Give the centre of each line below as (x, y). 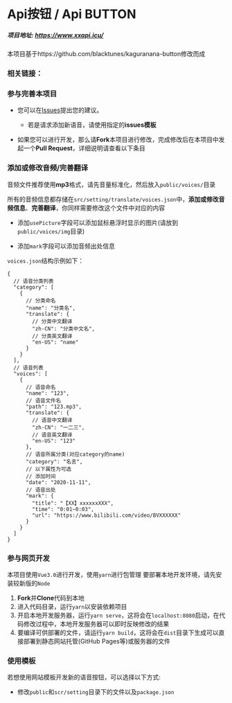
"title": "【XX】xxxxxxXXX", (73, 503)
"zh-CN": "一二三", (59, 427)
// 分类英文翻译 (52, 336)
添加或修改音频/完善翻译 (48, 168)
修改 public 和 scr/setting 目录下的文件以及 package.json (96, 692)
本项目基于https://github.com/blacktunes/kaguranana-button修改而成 (106, 54)
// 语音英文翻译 (52, 435)
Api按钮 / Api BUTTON (72, 14)
